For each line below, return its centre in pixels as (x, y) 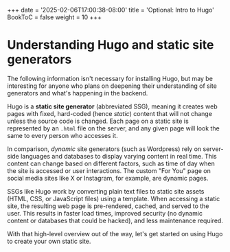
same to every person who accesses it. (62, 135)
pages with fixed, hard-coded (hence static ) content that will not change (110, 113)
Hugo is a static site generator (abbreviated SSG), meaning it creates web (112, 106)
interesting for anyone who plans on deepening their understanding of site (112, 86)
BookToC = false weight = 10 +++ (54, 17)
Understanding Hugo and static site (111, 45)
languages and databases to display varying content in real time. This (119, 156)
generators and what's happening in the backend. (78, 93)
